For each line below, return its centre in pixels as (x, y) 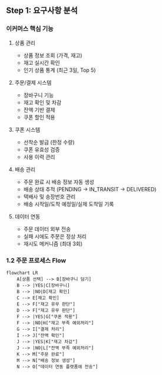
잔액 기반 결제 (39, 109)
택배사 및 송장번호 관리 (49, 197)
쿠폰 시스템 (27, 130)
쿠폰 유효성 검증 (42, 150)
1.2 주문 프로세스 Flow (36, 260)
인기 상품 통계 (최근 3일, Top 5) (59, 70)
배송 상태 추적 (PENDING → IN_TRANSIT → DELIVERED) (90, 189)
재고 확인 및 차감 (42, 102)
